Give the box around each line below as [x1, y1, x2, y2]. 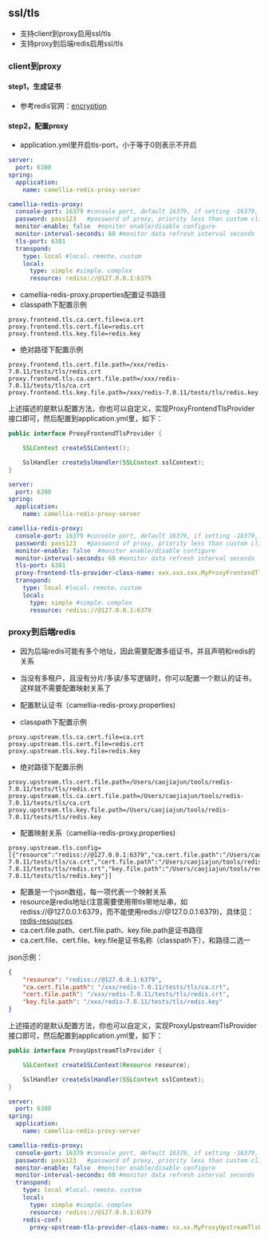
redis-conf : [22, 1216, 62, 1224]
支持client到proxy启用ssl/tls [19, 28, 112, 38]
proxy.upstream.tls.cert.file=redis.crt [8, 740, 145, 748]
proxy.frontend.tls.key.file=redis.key [8, 330, 141, 338]
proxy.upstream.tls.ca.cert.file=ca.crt [8, 733, 145, 741]
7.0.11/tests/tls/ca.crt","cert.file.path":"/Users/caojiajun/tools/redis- [8, 858, 266, 866]
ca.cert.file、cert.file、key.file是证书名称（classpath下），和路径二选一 [19, 935, 251, 945]
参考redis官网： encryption [19, 101, 108, 110]
